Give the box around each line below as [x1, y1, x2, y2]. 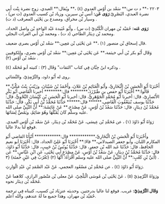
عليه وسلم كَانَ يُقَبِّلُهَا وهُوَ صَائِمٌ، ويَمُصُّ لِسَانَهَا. [5, 109, 88, 115]
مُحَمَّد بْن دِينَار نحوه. [5, 179, 41, 184]
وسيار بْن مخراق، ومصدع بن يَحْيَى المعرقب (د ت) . [5, 16, 97, 22]
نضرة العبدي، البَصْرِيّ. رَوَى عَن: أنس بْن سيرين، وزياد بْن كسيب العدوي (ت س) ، [5, 11, 149, 17]
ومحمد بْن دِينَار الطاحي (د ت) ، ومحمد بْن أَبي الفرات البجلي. [5, 31, 115, 36]
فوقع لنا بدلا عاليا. [5, 124, 37, 130]
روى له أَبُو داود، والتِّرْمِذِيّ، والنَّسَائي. [5, 74, 71, 79]
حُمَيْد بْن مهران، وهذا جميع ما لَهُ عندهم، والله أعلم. [5, 193, 96, 199]
